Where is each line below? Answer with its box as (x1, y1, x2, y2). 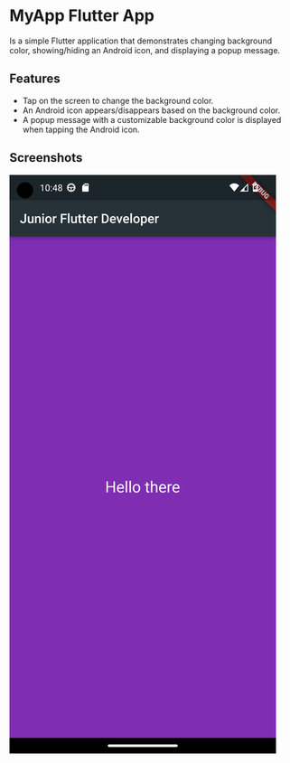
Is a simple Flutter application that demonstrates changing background (9, 35, 273, 46)
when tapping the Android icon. (22, 124, 140, 135)
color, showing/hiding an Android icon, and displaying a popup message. (9, 44, 281, 55)
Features (9, 71, 61, 87)
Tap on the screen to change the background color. (22, 95, 214, 106)
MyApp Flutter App (9, 5, 155, 26)
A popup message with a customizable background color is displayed (22, 114, 282, 125)
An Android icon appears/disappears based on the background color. (22, 105, 281, 116)
